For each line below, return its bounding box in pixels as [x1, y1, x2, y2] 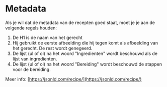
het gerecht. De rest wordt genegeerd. [12, 45, 93, 51]
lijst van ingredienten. [12, 55, 57, 61]
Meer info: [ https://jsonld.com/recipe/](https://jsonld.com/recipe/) [5, 76, 142, 82]
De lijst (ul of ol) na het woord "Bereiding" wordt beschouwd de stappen [12, 61, 162, 67]
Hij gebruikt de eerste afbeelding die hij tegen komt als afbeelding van [12, 39, 158, 45]
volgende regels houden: [5, 24, 57, 30]
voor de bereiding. [12, 66, 51, 72]
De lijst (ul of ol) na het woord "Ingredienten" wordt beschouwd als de [12, 50, 157, 56]
